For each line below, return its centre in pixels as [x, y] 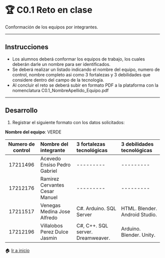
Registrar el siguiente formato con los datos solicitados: [69, 122]
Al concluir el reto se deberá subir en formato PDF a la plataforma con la [85, 85]
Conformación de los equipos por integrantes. [52, 27]
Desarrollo [21, 111]
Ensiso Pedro [55, 164]
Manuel [49, 197]
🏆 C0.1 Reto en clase [49, 10]
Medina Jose [55, 211]
